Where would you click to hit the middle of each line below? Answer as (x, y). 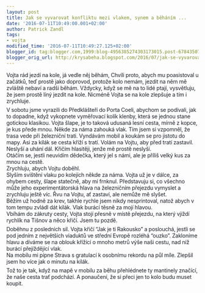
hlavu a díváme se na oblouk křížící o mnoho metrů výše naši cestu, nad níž (98, 242)
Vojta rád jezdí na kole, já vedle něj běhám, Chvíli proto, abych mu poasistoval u (103, 75)
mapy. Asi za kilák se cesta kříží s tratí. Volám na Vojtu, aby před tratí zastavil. (100, 142)
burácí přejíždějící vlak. (34, 248)
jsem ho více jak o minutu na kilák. (48, 261)
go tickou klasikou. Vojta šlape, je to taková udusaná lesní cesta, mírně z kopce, (102, 122)
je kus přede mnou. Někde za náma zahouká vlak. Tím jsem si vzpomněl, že (98, 129)
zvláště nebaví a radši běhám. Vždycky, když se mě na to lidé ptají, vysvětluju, (101, 88)
